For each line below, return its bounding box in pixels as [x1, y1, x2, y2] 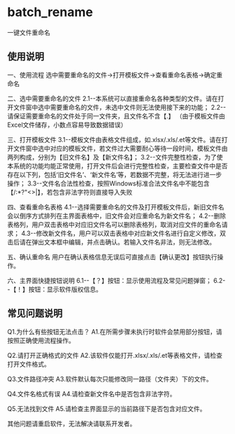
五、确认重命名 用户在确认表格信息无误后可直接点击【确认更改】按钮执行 [7, 253, 218, 261]
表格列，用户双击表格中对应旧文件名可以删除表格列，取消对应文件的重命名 [7, 220, 222, 228]
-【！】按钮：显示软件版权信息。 [7, 285, 103, 293]
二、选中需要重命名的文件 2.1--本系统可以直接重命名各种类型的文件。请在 [7, 94, 218, 102]
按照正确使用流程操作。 [7, 336, 75, 344]
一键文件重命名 [7, 28, 50, 36]
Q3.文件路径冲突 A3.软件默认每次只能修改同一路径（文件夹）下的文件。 [7, 374, 213, 383]
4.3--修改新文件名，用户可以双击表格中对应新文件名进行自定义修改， [20, 229, 220, 237]
